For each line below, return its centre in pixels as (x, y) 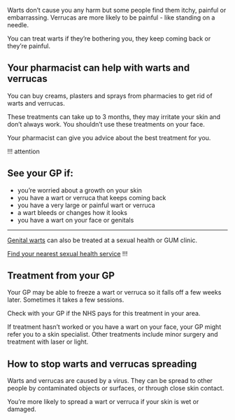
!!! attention (23, 151)
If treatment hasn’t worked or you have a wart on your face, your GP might (114, 327)
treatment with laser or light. (48, 342)
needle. (18, 25)
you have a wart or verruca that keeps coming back (92, 197)
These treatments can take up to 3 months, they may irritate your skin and (114, 117)
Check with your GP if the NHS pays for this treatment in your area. (104, 314)
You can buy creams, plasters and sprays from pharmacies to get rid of (110, 96)
